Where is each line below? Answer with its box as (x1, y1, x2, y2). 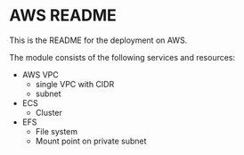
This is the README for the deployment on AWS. (9, 35, 188, 45)
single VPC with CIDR (35, 78, 115, 89)
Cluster (35, 107, 62, 118)
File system (35, 126, 78, 136)
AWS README (9, 5, 118, 26)
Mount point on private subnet (35, 135, 147, 146)
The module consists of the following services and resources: (9, 52, 236, 62)
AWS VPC (21, 69, 60, 80)
